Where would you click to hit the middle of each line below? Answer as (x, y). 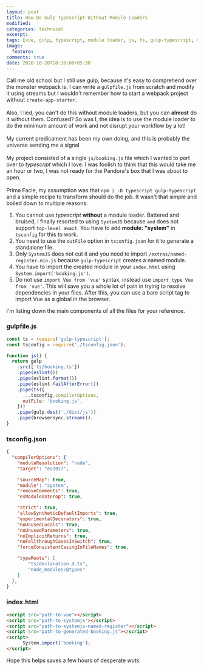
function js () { (27, 356)
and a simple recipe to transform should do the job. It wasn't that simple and (102, 197)
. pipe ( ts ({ (31, 389)
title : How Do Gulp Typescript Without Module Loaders (77, 18)
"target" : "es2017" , (43, 469)
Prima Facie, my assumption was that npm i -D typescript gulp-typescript (101, 190)
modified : (19, 23)
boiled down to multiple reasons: (47, 203)
